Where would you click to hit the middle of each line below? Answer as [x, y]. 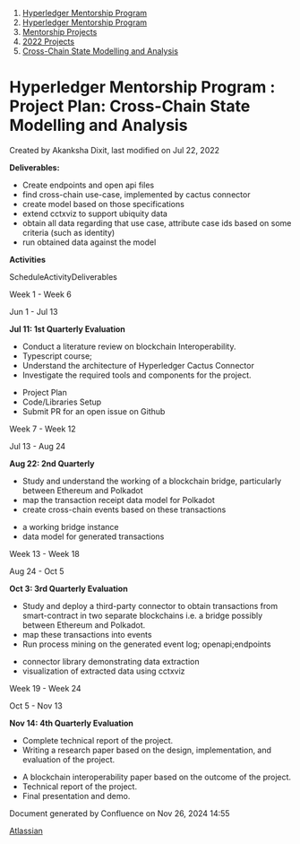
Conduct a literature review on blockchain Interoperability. [129, 346]
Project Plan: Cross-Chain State [130, 106]
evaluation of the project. [69, 759]
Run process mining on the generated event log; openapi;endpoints [146, 644]
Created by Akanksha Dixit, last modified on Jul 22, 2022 [115, 150]
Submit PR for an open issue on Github [94, 411]
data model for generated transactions [93, 536]
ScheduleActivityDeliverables [64, 276]
